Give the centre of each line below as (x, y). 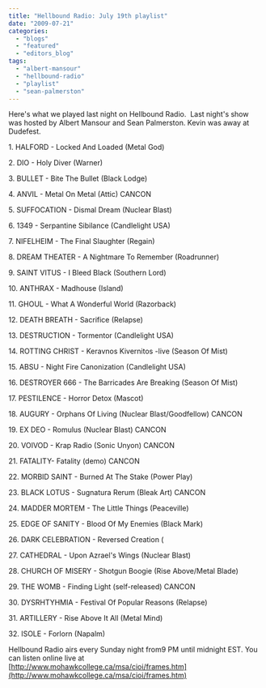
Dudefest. (25, 131)
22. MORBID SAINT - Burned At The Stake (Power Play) (101, 477)
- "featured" (38, 46)
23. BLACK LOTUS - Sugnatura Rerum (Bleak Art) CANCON (107, 493)
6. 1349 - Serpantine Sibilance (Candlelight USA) (90, 226)
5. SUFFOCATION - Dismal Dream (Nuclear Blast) (90, 210)
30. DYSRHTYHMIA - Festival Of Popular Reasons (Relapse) (108, 603)
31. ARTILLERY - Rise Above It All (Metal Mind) (86, 618)
